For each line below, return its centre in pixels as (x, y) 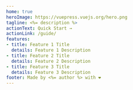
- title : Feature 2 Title (38, 56)
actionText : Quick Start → (39, 28)
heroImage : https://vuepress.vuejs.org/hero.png (67, 17)
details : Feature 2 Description (51, 61)
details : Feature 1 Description (51, 50)
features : (18, 39)
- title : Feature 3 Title (38, 67)
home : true (19, 12)
